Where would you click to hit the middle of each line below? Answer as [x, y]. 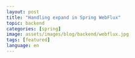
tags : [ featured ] [28, 40]
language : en [23, 46]
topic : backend [26, 23]
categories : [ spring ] [34, 29]
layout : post [23, 12]
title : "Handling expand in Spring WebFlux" [64, 18]
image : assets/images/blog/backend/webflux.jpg [68, 34]
